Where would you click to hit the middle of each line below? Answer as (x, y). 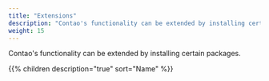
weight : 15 (26, 30)
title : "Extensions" (43, 16)
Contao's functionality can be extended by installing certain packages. (125, 54)
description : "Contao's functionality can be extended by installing (127, 23)
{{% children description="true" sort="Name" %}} (91, 69)
